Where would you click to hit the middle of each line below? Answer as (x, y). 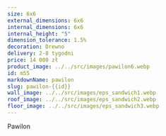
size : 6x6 (22, 14)
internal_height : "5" (39, 34)
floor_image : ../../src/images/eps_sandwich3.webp (83, 106)
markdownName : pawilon (41, 80)
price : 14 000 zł (33, 60)
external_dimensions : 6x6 (45, 21)
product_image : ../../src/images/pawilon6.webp (79, 67)
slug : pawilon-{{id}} (39, 86)
